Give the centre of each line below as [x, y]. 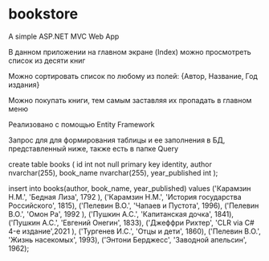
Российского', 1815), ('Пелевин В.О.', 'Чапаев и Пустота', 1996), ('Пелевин [134, 205]
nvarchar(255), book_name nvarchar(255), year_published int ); [113, 172]
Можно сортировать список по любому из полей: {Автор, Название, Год [133, 76]
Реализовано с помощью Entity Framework [82, 124]
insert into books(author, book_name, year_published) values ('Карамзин [130, 188]
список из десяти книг [47, 60]
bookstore [43, 14]
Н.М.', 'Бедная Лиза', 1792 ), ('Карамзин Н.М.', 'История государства [125, 197]
